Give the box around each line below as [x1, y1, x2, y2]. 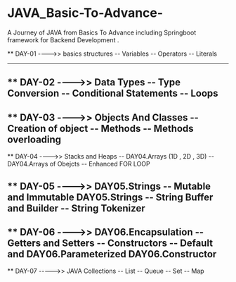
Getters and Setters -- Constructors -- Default [7, 237, 213, 249]
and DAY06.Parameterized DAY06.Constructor [7, 248, 217, 260]
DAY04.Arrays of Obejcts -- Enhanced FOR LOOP [7, 160, 150, 168]
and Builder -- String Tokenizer [7, 202, 145, 214]
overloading [7, 133, 62, 145]
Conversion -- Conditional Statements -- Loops [7, 87, 219, 99]
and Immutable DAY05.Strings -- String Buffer [7, 191, 214, 203]
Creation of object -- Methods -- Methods [7, 122, 195, 135]
